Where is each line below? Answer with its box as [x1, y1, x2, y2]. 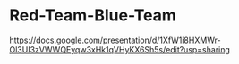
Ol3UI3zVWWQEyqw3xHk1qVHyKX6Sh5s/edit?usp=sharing [9, 44, 231, 54]
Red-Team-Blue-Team [9, 5, 177, 26]
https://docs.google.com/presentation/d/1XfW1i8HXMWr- [9, 35, 221, 45]
